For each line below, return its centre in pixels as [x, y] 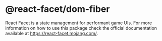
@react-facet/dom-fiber [58, 9]
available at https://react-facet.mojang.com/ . [52, 33]
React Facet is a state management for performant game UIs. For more [79, 23]
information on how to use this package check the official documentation [81, 28]
